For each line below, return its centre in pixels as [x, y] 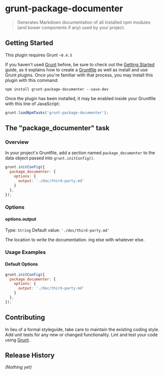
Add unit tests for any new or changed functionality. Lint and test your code [82, 335]
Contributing [25, 318]
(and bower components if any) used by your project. [71, 27]
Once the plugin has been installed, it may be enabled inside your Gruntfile [81, 98]
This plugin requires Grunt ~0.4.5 [39, 55]
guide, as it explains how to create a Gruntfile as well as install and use [77, 70]
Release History [30, 356]
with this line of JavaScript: [33, 104]
